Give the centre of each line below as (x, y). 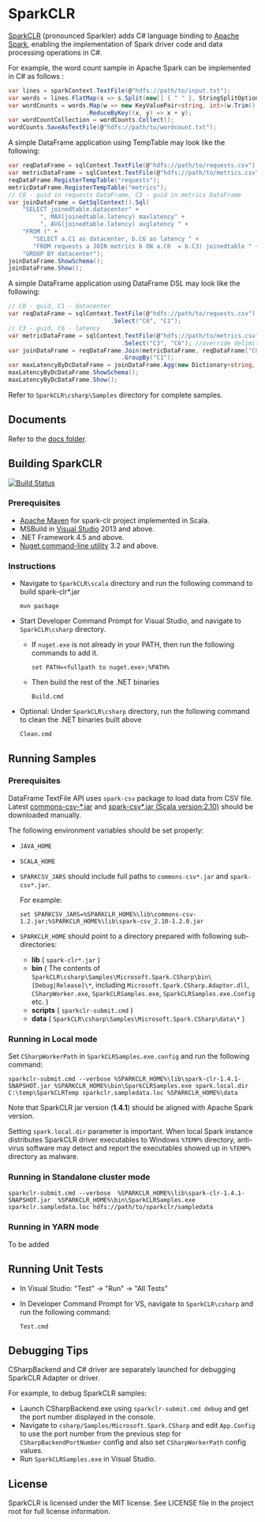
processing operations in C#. (55, 52)
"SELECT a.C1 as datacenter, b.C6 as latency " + (116, 239)
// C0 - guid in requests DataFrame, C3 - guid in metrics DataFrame (125, 194)
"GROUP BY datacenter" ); (63, 254)
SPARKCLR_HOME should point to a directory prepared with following (126, 936)
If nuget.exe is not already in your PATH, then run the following (133, 644)
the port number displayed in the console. (88, 1417)
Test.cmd (34, 1326)
